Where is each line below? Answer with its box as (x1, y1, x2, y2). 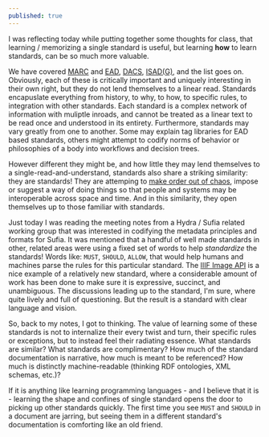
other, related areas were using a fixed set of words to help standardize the (8, 243, 258, 253)
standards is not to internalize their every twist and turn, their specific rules (8, 327, 257, 336)
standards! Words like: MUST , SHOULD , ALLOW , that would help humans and (8, 251, 243, 262)
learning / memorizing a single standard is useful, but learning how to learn (8, 42, 257, 52)
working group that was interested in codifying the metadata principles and (8, 226, 257, 236)
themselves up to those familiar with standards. (8, 202, 165, 212)
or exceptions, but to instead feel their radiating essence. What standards (8, 336, 251, 345)
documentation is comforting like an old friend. (8, 419, 163, 429)
